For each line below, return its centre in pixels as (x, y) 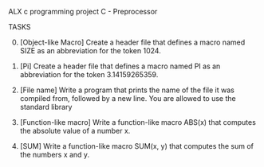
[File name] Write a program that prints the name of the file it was (127, 90)
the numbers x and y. (55, 155)
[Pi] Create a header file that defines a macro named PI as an (120, 66)
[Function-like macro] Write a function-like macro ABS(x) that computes (138, 122)
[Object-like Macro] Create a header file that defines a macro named (132, 42)
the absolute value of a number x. (75, 131)
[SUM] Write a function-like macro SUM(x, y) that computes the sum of (136, 146)
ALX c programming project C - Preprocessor (83, 12)
